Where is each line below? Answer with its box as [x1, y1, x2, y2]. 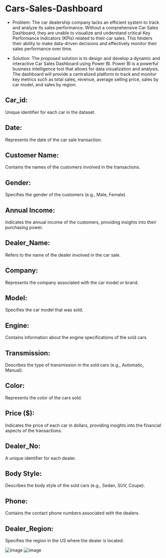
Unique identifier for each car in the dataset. [5, 109, 96, 115]
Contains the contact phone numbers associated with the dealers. [5, 510, 140, 516]
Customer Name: [5, 151, 59, 159]
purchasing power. [5, 224, 44, 230]
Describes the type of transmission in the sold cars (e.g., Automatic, [5, 362, 144, 368]
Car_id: [5, 96, 28, 105]
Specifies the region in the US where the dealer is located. [5, 537, 124, 543]
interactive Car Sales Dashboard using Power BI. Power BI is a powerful [12, 60, 159, 66]
